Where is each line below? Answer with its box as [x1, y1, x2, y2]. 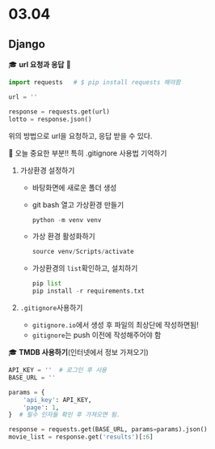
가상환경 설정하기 [19, 165, 75, 175]
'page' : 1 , [23, 403, 60, 412]
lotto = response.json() [8, 115, 92, 123]
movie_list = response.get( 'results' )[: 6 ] [8, 433, 154, 442]
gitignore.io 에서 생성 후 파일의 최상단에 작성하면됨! [32, 320, 200, 329]
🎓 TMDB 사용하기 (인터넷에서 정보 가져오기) [8, 348, 150, 357]
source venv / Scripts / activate [32, 248, 135, 256]
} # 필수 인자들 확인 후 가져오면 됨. [8, 411, 120, 419]
